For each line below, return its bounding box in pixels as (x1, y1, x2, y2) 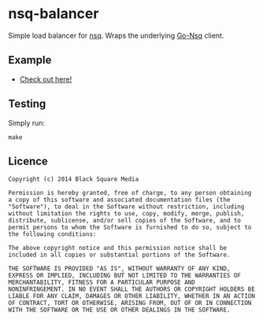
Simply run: (8, 118, 46, 127)
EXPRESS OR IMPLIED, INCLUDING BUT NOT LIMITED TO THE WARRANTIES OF (8, 272, 242, 280)
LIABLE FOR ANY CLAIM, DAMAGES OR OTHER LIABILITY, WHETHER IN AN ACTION (8, 292, 256, 300)
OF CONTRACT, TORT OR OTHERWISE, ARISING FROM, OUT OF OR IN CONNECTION (8, 300, 252, 307)
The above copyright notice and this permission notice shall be (8, 245, 227, 252)
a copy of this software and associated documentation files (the (8, 196, 231, 204)
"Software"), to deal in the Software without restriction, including (8, 203, 245, 211)
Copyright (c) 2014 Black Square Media (8, 175, 139, 183)
